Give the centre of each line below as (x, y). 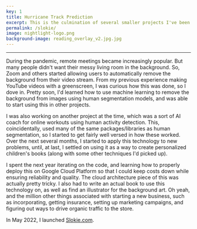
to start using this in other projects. (48, 105)
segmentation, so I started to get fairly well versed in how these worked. (93, 135)
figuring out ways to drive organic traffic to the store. (70, 208)
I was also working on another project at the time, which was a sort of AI (93, 116)
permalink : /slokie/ (31, 28)
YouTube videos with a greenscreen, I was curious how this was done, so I (96, 86)
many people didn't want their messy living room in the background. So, (93, 67)
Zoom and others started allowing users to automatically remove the (89, 73)
